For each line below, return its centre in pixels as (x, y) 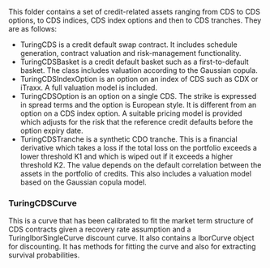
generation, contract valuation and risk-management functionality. (131, 53)
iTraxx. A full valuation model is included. (89, 87)
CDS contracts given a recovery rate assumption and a (100, 229)
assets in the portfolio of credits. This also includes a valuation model (136, 174)
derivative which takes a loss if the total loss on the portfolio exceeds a (139, 148)
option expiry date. (51, 130)
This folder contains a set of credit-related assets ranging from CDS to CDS (135, 12)
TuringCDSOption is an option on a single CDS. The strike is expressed (138, 96)
